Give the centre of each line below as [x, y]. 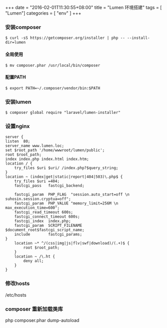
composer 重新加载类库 [34, 309]
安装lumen [18, 102]
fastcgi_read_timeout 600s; [44, 212]
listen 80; [18, 141]
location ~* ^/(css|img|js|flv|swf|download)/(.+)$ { [72, 243]
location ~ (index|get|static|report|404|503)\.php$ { [64, 177]
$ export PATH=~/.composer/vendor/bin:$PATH [53, 88]
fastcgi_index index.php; [43, 221]
